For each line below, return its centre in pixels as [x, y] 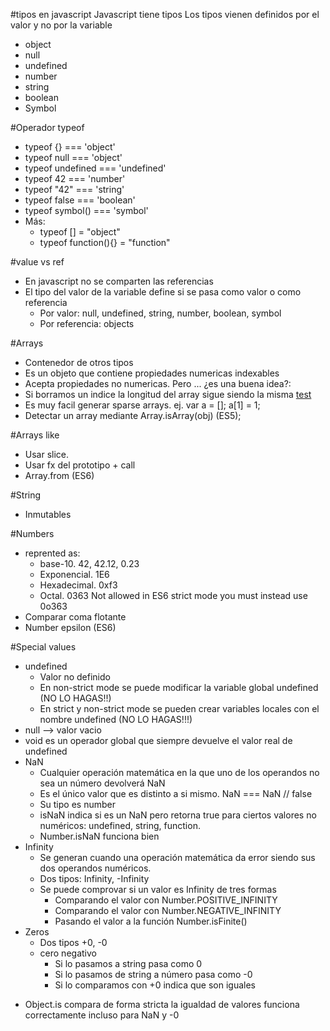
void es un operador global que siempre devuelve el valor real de [158, 740]
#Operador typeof [47, 127]
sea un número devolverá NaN [102, 783]
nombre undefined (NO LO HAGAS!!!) [116, 719]
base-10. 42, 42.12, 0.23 [89, 563]
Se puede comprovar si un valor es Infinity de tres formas [158, 889]
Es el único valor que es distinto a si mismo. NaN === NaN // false [176, 793]
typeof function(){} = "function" [105, 242]
